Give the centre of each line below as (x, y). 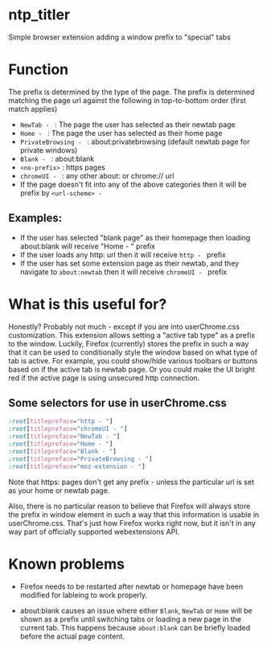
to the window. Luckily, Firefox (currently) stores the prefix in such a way (129, 343)
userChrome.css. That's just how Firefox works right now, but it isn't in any (132, 523)
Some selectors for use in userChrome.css (118, 403)
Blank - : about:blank (57, 158)
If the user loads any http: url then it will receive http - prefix (123, 254)
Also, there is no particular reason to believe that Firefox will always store (129, 506)
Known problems (66, 564)
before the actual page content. (72, 636)
